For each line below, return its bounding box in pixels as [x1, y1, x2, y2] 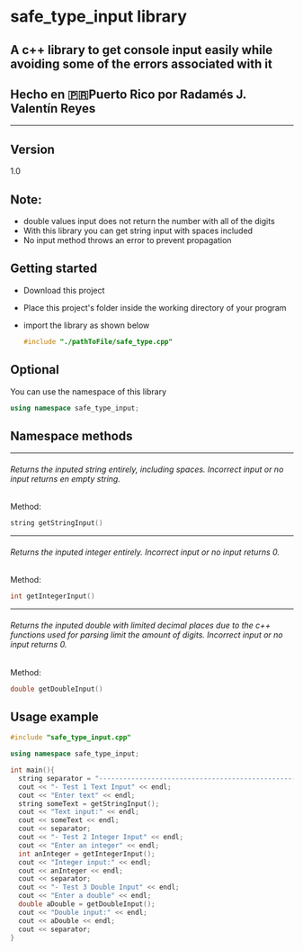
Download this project [22, 285, 105, 295]
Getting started [10, 261, 98, 276]
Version [10, 141, 55, 157]
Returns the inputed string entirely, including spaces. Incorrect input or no [10, 464, 284, 475]
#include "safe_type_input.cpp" [10, 733, 131, 742]
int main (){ [10, 765, 55, 774]
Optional [10, 362, 59, 377]
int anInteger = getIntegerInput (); [18, 849, 156, 858]
